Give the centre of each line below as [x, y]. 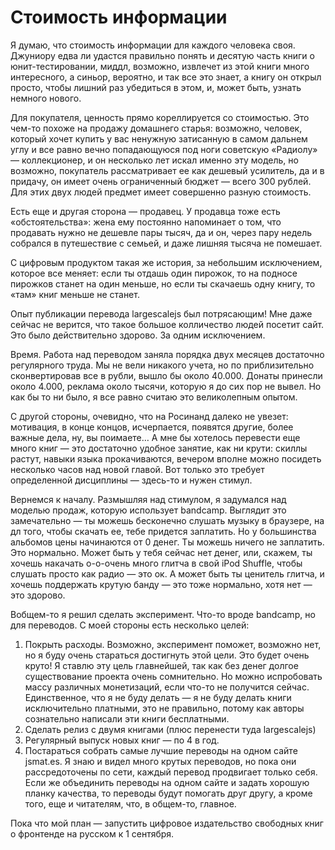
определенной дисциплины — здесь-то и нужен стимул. [131, 480]
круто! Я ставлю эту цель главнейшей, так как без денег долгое [161, 665]
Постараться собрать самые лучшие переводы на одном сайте [161, 750]
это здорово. [38, 595]
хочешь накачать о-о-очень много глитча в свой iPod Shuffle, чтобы [156, 563]
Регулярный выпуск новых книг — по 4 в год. [122, 740]
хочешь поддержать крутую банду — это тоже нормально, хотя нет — [161, 584]
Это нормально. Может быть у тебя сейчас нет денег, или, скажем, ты [161, 552]
